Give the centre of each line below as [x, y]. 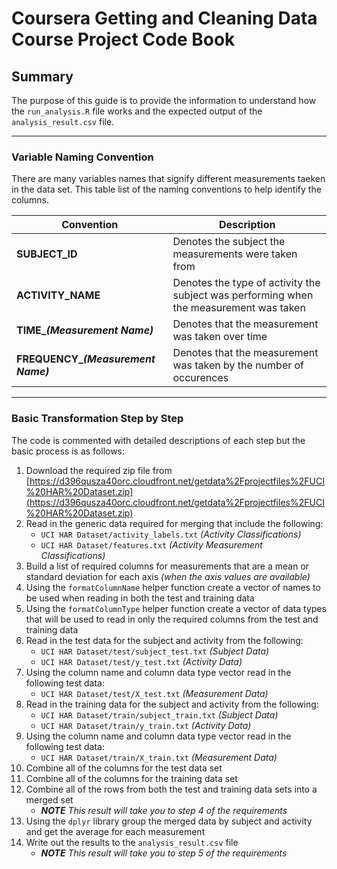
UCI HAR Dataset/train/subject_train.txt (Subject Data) [159, 714]
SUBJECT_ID [47, 254]
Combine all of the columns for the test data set [124, 768]
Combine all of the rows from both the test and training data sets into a [171, 789]
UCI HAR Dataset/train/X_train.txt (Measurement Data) [159, 757]
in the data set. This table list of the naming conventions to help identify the [166, 189]
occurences [200, 378]
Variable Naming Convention [82, 157]
